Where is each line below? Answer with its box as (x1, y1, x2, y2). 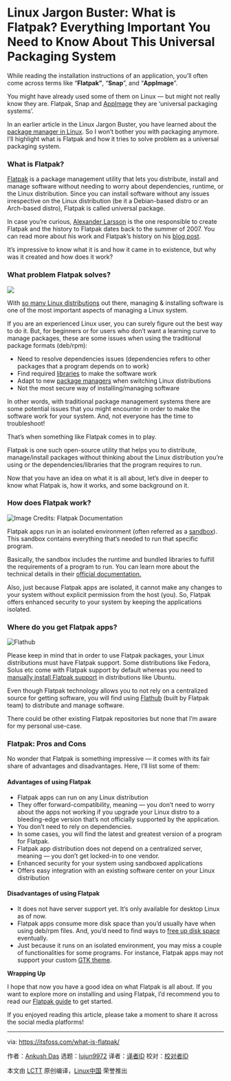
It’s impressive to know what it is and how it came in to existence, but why (7, 246, 217, 254)
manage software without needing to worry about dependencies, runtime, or (7, 182, 224, 191)
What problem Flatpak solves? (7, 270, 111, 280)
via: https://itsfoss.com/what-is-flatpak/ (7, 1038, 120, 1046)
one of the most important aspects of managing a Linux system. (7, 306, 188, 314)
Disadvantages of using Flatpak (7, 890, 100, 898)
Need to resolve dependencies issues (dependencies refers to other (16, 355, 211, 363)
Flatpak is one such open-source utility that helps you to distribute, (7, 445, 197, 454)
